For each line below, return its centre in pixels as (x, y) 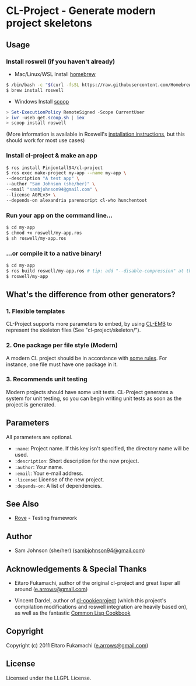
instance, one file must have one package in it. (62, 364)
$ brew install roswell (35, 90)
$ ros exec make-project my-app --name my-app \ (66, 173)
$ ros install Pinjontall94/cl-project (55, 168)
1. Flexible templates (36, 311)
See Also (22, 504)
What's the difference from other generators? (91, 294)
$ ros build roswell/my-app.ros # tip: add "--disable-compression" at (95, 271)
